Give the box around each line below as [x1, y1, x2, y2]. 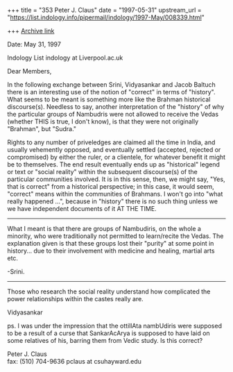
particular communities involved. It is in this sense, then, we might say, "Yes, [7, 175, 225, 183]
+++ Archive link [7, 27, 55, 35]
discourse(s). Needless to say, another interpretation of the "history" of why [7, 103, 225, 110]
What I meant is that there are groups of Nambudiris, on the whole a [7, 225, 201, 232]
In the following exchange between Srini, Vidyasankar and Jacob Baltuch [7, 81, 216, 89]
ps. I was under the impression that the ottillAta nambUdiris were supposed [7, 322, 222, 330]
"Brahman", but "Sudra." [7, 125, 77, 133]
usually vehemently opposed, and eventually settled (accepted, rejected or [7, 146, 221, 153]
